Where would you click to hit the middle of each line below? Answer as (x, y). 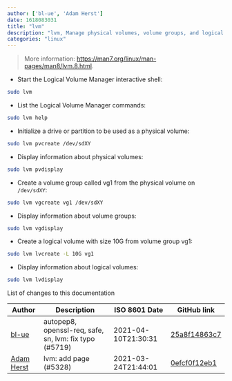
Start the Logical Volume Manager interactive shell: (90, 79)
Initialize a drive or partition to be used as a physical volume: (103, 131)
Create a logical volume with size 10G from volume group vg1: (105, 241)
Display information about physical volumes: (80, 156)
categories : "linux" (37, 39)
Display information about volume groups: (77, 216)
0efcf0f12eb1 (194, 363)
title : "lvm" (26, 26)
